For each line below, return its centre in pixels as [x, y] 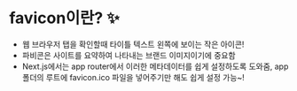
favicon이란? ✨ [64, 18]
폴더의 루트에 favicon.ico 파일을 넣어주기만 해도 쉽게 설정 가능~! [133, 77]
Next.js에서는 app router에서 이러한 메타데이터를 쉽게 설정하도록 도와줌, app [155, 66]
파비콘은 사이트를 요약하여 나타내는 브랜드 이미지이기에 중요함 [129, 55]
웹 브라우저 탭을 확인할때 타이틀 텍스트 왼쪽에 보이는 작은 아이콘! [133, 44]
